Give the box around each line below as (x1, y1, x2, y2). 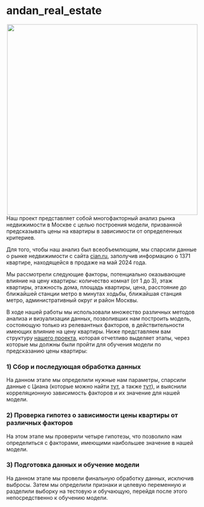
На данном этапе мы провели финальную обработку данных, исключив (6, 474, 194, 482)
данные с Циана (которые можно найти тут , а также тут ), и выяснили (6, 383, 187, 390)
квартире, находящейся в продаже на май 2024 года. (6, 259, 147, 266)
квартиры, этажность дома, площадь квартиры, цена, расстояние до (6, 283, 187, 290)
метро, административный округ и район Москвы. (6, 297, 139, 304)
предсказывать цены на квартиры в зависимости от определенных (6, 227, 183, 235)
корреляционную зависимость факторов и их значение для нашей (6, 389, 180, 397)
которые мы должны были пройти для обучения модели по (6, 340, 161, 348)
